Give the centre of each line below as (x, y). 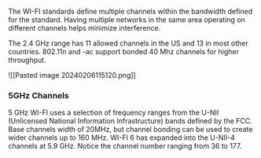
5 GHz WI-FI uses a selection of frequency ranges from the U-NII (114, 112)
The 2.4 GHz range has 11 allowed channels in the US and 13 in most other (129, 43)
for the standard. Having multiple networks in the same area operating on (127, 20)
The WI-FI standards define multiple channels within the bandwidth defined (130, 11)
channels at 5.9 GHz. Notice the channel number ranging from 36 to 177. (125, 146)
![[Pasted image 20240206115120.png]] (72, 75)
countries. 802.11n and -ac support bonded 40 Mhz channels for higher (124, 51)
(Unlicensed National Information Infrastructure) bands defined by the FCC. (130, 121)
